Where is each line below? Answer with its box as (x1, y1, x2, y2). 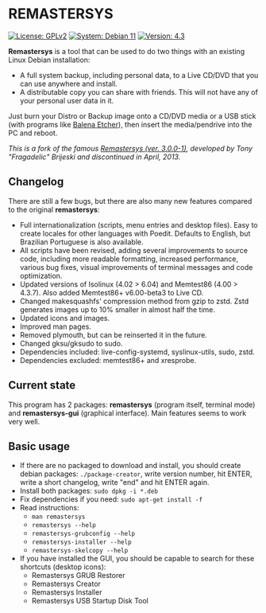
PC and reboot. (8, 128, 58, 138)
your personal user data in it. (19, 96, 114, 105)
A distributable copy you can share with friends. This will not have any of (19, 87, 258, 96)
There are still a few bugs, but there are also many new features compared (8, 196, 253, 205)
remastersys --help (31, 521, 97, 529)
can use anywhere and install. (19, 79, 118, 88)
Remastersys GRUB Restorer (31, 571, 125, 580)
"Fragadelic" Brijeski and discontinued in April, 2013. (8, 152, 181, 162)
